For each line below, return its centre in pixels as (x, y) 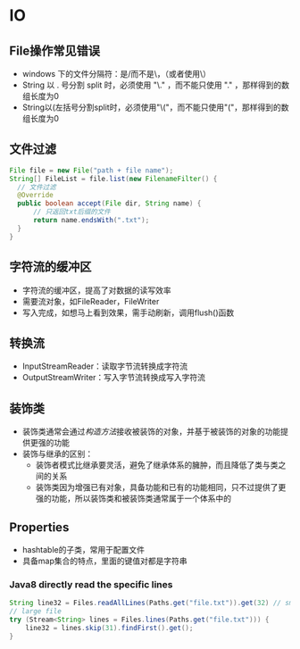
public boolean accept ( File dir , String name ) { (109, 204)
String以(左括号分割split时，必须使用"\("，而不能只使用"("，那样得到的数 (155, 107)
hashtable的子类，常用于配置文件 (83, 549)
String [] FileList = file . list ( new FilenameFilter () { (113, 179)
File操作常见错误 (55, 50)
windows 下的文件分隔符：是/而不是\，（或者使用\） (117, 74)
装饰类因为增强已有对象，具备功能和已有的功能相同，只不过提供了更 (161, 487)
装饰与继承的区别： (58, 454)
